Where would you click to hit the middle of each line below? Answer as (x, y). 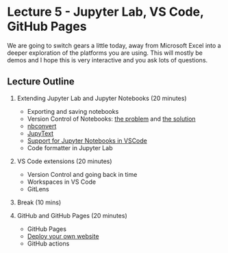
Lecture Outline (41, 82)
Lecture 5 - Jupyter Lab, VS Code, (105, 12)
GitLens (38, 189)
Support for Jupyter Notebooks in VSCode (87, 141)
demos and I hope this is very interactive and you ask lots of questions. (107, 60)
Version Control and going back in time (82, 174)
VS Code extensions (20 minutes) (64, 161)
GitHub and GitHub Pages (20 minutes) (72, 215)
